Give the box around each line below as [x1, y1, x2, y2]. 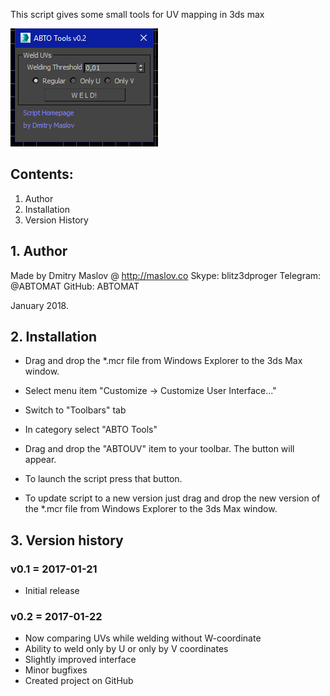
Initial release [24, 585, 80, 597]
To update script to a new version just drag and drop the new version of [24, 492, 321, 504]
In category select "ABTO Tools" [24, 424, 158, 436]
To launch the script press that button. [24, 473, 183, 485]
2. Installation [10, 329, 98, 346]
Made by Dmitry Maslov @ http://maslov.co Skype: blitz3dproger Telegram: [10, 269, 322, 281]
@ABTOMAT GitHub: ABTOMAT [10, 280, 140, 292]
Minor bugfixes [24, 664, 88, 676]
